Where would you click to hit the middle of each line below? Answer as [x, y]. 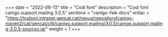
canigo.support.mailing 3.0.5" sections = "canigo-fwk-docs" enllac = [77, 13]
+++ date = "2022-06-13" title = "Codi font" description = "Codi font [77, 7]
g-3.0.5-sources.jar [26, 29]
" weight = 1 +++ [63, 29]
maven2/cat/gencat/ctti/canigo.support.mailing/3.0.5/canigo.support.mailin [84, 23]
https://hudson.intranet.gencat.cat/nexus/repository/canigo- [70, 18]
